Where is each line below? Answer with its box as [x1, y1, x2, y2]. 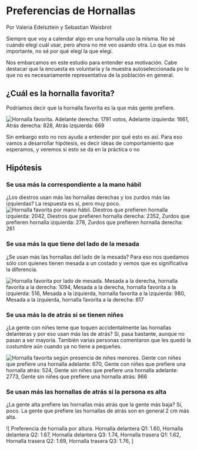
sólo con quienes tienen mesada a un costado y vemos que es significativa [6, 259, 188, 266]
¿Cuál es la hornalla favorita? [6, 88, 115, 98]
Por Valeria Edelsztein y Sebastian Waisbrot [6, 24, 112, 31]
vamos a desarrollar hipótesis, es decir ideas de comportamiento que [6, 140, 175, 147]
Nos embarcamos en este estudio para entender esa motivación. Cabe [6, 59, 178, 66]
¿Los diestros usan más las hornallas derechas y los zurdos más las [6, 194, 171, 201]
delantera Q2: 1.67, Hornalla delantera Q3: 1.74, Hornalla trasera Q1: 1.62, [6, 431, 181, 438]
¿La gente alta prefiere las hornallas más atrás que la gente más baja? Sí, [6, 401, 183, 408]
